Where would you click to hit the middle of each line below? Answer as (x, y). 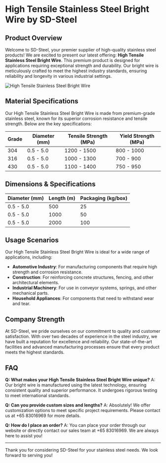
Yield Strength (137, 136)
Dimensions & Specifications (50, 184)
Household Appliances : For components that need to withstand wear (83, 299)
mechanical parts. (31, 293)
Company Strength (35, 319)
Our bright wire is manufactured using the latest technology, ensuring (76, 385)
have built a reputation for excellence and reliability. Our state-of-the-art (79, 342)
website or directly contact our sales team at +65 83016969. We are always (82, 431)
